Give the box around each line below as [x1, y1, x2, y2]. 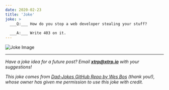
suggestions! [5, 64, 32, 70]
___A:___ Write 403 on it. [10, 30, 66, 35]
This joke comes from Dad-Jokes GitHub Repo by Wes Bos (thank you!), [5, 73, 155, 79]
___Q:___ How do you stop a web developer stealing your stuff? [10, 21, 147, 26]
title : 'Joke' [5, 12, 35, 17]
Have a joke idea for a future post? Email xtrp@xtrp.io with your [5, 58, 139, 64]
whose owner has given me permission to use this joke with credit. [5, 79, 143, 85]
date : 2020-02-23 [5, 7, 42, 12]
